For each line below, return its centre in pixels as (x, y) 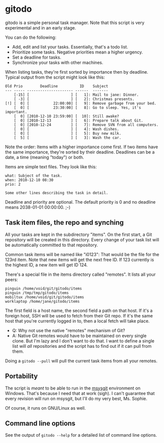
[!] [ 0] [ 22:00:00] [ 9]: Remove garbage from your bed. (81, 103)
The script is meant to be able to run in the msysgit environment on (73, 388)
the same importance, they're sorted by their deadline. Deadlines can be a (80, 152)
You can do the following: (31, 37)
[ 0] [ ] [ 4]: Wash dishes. (67, 129)
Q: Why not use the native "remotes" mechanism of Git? (69, 330)
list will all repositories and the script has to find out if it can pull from (82, 346)
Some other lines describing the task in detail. (57, 193)
